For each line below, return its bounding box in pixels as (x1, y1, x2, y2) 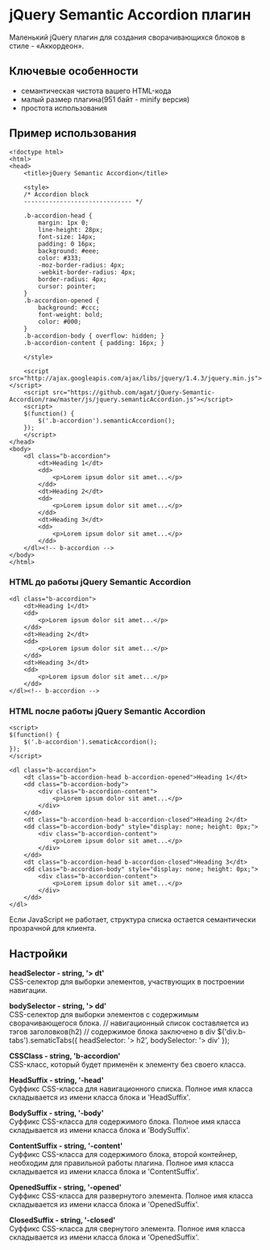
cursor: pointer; (38, 282, 96, 290)
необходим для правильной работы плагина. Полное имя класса (9, 1158, 235, 1168)
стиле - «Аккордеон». (9, 40, 85, 50)
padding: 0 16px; (38, 240, 96, 248)
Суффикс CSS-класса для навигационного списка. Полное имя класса (9, 1084, 253, 1093)
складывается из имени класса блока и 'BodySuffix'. (9, 1125, 190, 1134)
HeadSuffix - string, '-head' (9, 1075, 104, 1084)
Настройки (9, 947, 68, 961)
